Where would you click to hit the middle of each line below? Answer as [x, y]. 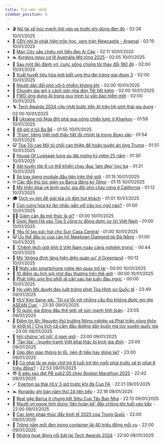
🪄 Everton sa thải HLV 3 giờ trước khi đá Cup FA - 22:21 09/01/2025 [81, 384]
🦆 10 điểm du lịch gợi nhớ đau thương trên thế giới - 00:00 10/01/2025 [83, 273]
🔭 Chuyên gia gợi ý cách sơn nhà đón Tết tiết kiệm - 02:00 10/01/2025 [83, 90]
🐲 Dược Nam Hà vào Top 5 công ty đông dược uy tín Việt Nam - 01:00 [83, 221]
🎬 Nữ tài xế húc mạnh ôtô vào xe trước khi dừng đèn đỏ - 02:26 [77, 29]
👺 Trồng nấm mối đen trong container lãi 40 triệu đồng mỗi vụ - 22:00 [83, 425]
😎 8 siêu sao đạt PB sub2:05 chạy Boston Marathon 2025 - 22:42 [79, 373]
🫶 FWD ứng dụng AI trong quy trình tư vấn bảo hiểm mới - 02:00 [77, 96]
